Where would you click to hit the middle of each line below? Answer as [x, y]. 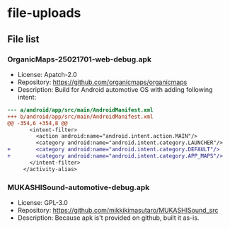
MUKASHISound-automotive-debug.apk [79, 187]
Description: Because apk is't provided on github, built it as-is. [108, 218]
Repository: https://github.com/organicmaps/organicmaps [102, 82]
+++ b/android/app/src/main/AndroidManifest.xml [80, 117]
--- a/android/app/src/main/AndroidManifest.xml [80, 110]
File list [24, 39]
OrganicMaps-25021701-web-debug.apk [80, 59]
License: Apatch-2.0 [47, 74]
